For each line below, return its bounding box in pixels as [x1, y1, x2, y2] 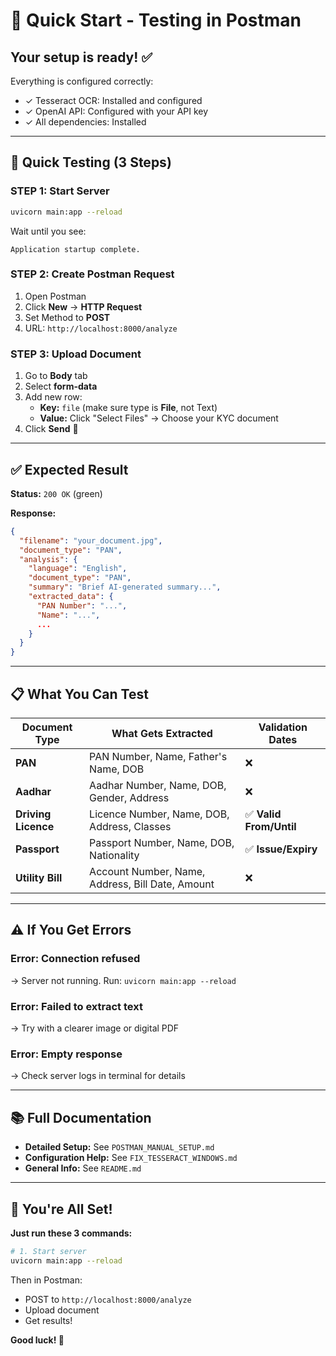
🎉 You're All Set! [10, 1200, 113, 1218]
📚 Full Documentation [10, 1109, 152, 1126]
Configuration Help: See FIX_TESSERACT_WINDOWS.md [24, 1152, 238, 1164]
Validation [258, 720, 308, 734]
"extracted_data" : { [28, 592, 114, 602]
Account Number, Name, [89, 865, 206, 879]
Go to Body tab [24, 370, 88, 382]
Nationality [89, 849, 140, 863]
